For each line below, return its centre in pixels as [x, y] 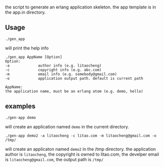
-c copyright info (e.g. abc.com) [53, 70]
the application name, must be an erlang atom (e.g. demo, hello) [74, 91]
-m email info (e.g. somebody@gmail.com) [61, 74]
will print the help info [27, 48]
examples [20, 107]
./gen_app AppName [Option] [34, 57]
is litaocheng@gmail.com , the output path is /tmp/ [54, 159]
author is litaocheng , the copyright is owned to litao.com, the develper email [82, 154]
